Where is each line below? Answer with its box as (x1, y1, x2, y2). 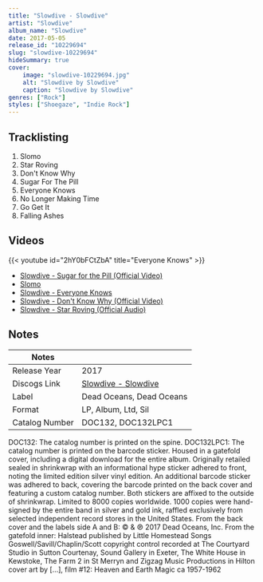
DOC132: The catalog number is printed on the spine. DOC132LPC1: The (8, 437, 245, 447)
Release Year (12, 365, 61, 376)
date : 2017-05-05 (8, 34, 66, 42)
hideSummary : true (8, 57, 69, 65)
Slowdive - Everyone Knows (19, 287, 113, 297)
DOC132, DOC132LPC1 (81, 417, 174, 428)
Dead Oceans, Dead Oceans (81, 390, 188, 402)
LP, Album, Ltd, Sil (81, 404, 150, 415)
